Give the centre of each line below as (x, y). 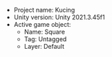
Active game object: (42, 24)
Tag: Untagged (45, 39)
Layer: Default (44, 46)
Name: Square (45, 32)
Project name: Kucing (44, 10)
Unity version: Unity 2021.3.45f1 (59, 17)
